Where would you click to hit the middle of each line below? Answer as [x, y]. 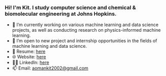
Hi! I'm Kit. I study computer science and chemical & [71, 8]
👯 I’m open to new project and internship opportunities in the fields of [85, 41]
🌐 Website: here [29, 57]
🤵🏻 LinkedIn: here [30, 62]
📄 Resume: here [29, 51]
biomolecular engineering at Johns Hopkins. [61, 14]
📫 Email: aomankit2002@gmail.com [50, 68]
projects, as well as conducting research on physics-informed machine [86, 30]
